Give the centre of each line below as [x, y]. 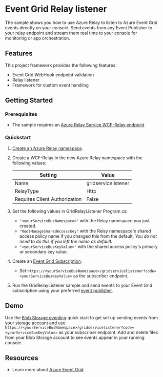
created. [28, 226]
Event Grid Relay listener [56, 9]
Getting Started [29, 100]
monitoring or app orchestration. [38, 38]
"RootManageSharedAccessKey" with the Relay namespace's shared [85, 231]
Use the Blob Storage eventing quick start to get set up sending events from [81, 317]
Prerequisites [21, 114]
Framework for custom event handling [50, 85]
